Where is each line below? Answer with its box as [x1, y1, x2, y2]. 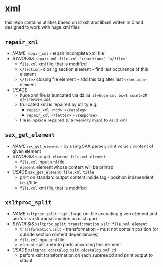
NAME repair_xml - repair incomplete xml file [12, 50, 104, 56]
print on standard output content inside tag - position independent [19, 174, 154, 180]
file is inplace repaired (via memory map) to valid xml [19, 117, 127, 123]
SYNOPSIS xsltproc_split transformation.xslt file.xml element [12, 221, 148, 227]
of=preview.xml [19, 97, 51, 102]
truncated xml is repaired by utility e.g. [19, 101, 98, 107]
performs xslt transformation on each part [12, 216, 97, 222]
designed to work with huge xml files [5, 24, 80, 30]
